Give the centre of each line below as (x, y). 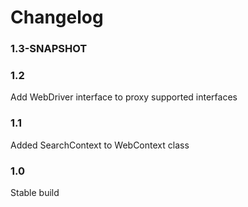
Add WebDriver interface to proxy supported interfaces (124, 97)
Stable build (35, 192)
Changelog (57, 17)
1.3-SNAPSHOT (49, 49)
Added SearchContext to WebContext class (100, 145)
